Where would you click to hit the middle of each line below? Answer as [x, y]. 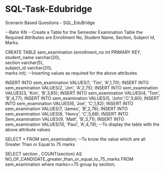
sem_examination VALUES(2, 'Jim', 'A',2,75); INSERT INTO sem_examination [82, 87]
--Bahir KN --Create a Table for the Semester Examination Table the [74, 32]
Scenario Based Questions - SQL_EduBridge [50, 23]
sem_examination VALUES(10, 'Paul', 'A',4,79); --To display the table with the [82, 124]
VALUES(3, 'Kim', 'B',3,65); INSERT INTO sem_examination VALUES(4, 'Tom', [83, 93]
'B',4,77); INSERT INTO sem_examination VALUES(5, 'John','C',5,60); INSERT [82, 98]
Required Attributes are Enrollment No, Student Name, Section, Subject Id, [80, 37]
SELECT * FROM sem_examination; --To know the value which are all [75, 139]
